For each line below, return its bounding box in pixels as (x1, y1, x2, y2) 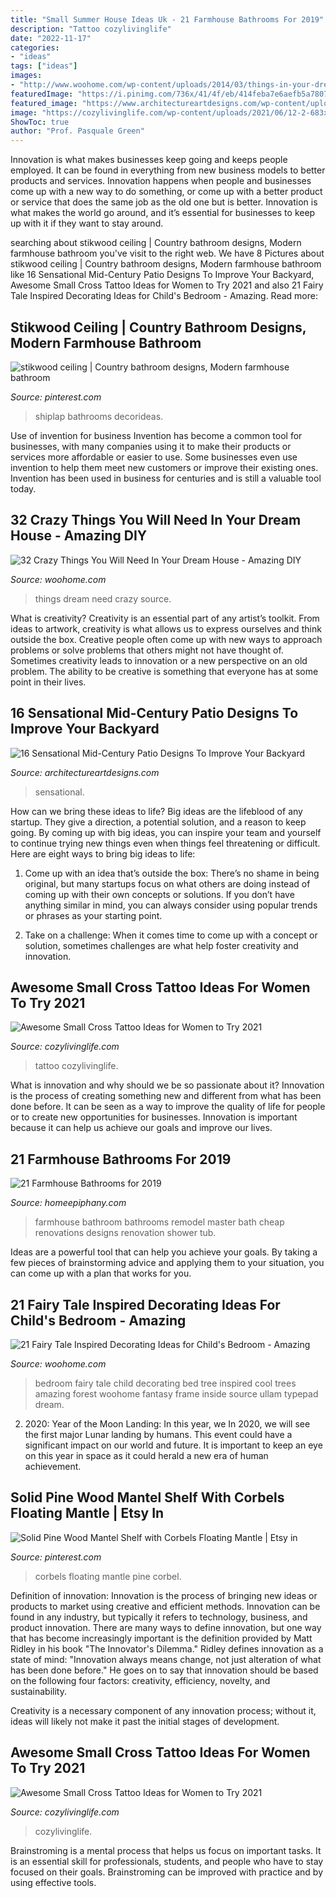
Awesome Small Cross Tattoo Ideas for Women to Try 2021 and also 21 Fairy (10, 279, 324, 291)
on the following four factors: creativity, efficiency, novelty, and (10, 1674, 271, 1686)
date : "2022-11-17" (10, 33, 92, 43)
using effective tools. (10, 1876, 97, 1888)
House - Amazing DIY (10, 527, 148, 545)
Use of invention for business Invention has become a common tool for (10, 429, 303, 441)
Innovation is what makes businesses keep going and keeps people (10, 154, 288, 166)
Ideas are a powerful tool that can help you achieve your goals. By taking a (10, 1246, 318, 1258)
